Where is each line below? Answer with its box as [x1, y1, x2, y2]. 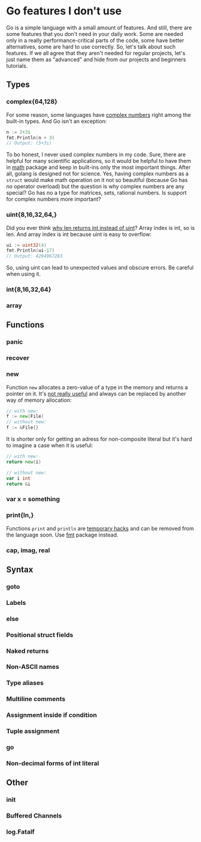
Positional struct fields [6, 631, 74, 639]
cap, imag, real [6, 546, 50, 555]
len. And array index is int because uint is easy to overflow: [6, 231, 152, 238]
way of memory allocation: [6, 396, 72, 404]
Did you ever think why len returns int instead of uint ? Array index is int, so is [6, 224, 195, 231]
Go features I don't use [6, 4, 122, 18]
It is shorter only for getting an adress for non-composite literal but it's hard [6, 435, 193, 443]
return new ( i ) [6, 459, 42, 465]
